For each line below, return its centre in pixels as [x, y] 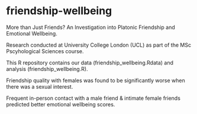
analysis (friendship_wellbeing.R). [47, 69]
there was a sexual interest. [40, 86]
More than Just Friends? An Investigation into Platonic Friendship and [91, 27]
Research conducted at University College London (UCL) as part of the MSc [98, 45]
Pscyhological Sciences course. [45, 51]
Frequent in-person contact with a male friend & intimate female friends [93, 98]
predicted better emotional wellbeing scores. [61, 104]
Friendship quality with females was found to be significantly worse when [96, 80]
